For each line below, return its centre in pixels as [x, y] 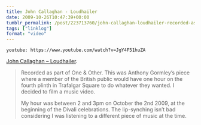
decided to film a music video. [58, 92]
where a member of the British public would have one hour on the [102, 79]
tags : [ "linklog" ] [29, 28]
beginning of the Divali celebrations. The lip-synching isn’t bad [98, 110]
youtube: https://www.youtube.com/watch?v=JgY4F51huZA [76, 50]
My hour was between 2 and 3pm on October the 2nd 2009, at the [103, 103]
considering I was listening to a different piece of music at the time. [103, 116]
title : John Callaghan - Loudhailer [52, 12]
